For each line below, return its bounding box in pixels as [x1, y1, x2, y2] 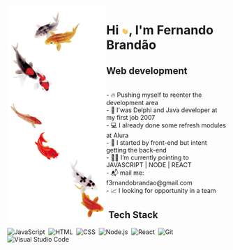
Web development [106, 65, 188, 77]
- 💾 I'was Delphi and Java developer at [106, 106, 218, 114]
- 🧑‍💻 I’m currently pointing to [106, 153, 190, 162]
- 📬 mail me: [106, 169, 144, 177]
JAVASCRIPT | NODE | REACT [106, 161, 192, 169]
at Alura [106, 131, 129, 139]
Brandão [106, 37, 157, 53]
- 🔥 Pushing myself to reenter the [106, 91, 202, 99]
